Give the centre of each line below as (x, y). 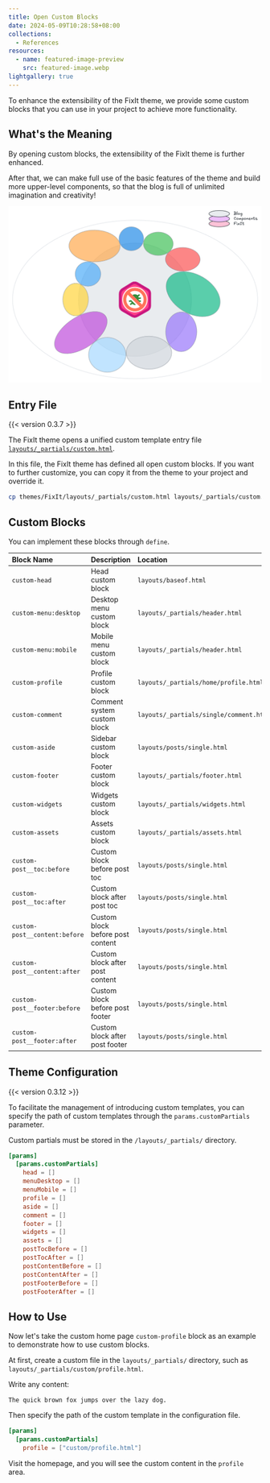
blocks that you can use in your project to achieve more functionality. (123, 109)
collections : (30, 34)
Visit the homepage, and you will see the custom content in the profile (126, 1463)
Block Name (33, 559)
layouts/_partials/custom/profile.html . (76, 1369)
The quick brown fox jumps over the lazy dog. (88, 1400)
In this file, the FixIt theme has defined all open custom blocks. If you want (131, 464)
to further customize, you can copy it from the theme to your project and (128, 473)
